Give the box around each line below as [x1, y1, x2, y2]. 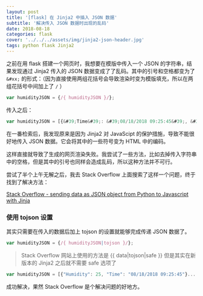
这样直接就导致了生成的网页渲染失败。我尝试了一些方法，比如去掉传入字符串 [6, 150, 197, 158]
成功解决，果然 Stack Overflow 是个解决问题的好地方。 [6, 283, 143, 290]
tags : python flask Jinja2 [6, 43, 74, 49]
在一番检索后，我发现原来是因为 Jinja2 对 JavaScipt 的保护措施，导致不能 [6, 130, 190, 137]
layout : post [6, 8, 39, 15]
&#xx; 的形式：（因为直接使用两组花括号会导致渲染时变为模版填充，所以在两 [6, 75, 193, 82]
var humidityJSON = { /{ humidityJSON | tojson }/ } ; [6, 240, 134, 246]
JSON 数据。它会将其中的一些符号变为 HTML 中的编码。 [28, 137, 169, 145]
